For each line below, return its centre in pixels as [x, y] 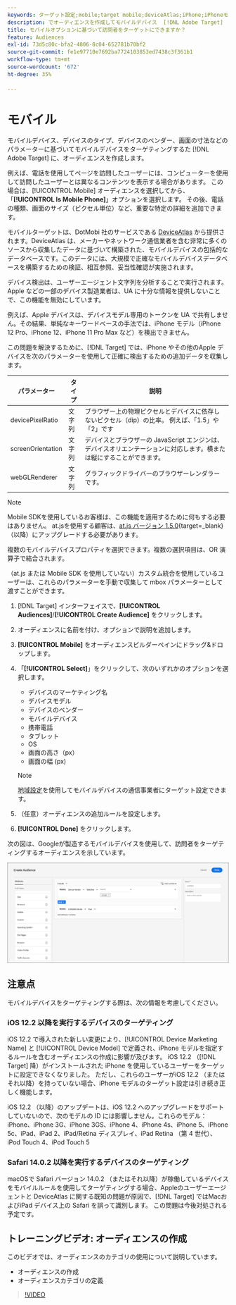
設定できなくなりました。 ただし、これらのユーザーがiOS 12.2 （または [122, 1075]
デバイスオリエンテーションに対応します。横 [149, 449]
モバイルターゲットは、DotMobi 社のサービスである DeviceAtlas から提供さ [116, 232]
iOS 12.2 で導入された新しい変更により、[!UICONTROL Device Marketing [112, 1039]
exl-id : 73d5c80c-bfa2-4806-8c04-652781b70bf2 [77, 45]
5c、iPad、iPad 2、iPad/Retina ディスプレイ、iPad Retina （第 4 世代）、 [112, 1134]
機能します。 [38, 1092]
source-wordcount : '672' [44, 67]
